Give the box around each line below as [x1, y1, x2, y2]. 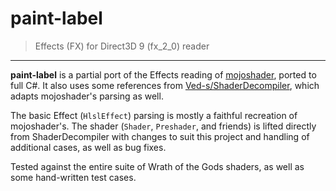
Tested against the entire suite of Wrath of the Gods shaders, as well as [10, 160, 305, 172]
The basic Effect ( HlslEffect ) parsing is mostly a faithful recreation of [10, 109, 298, 121]
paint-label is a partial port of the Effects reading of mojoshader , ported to [10, 68, 317, 81]
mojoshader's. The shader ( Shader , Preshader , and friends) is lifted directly [10, 120, 317, 132]
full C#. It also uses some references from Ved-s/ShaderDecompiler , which [10, 79, 320, 91]
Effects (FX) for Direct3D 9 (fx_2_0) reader [34, 40, 210, 52]
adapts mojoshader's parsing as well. [10, 90, 164, 102]
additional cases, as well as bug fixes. [10, 141, 167, 153]
